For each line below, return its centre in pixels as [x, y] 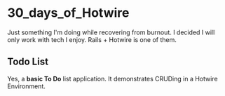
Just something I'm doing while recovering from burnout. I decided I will [111, 32]
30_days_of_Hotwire [68, 13]
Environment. [26, 86]
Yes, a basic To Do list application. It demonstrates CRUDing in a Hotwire [113, 78]
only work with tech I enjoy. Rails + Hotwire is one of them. [92, 39]
